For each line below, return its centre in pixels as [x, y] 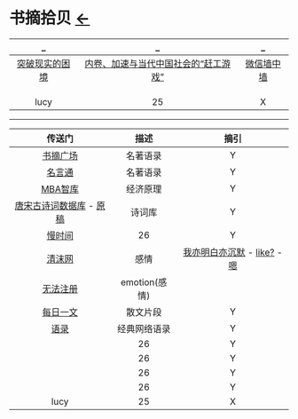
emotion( [139, 282]
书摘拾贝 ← [50, 18]
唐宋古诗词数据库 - [55, 205]
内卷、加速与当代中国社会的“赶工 [153, 63]
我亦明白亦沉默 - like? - [233, 252]
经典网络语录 [144, 328]
